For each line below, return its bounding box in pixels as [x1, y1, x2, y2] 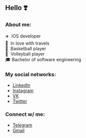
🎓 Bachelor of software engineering [5, 56, 81, 62]
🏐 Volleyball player [5, 51, 45, 57]
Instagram [12, 87, 34, 93]
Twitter [12, 98, 28, 104]
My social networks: [5, 71, 56, 78]
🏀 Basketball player [5, 45, 46, 51]
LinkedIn [12, 82, 31, 88]
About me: [5, 21, 32, 28]
